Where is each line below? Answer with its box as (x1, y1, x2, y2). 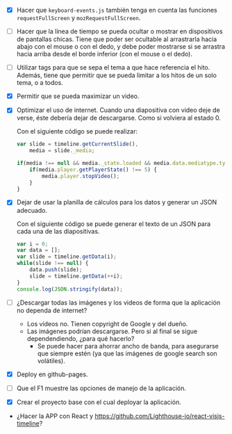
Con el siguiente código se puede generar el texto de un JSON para (16, 219, 211, 228)
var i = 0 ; (16, 240, 49, 248)
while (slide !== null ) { (16, 260, 89, 267)
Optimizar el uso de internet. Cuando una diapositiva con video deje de (16, 106, 220, 114)
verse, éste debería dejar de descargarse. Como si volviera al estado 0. (16, 114, 222, 122)
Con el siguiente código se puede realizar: (16, 127, 138, 136)
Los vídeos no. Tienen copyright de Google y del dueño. (26, 319, 188, 328)
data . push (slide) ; (29, 266, 83, 273)
